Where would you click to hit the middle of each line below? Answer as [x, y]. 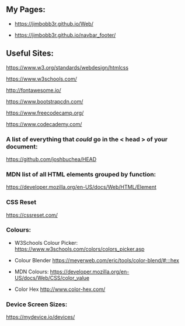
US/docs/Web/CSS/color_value [52, 278]
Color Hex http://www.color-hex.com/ [60, 289]
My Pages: [26, 10]
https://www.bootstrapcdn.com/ [45, 101]
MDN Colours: [32, 272]
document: [22, 147]
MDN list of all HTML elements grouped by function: [81, 174]
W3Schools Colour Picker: [46, 242]
